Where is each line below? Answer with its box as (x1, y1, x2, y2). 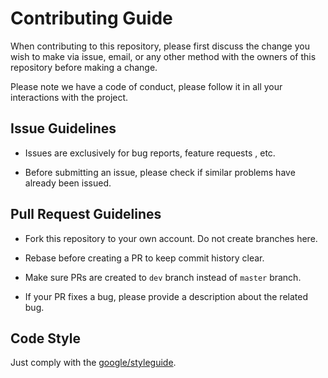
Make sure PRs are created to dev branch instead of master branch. (24, 271, 302, 283)
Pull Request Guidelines (10, 206, 162, 223)
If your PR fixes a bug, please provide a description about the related (24, 290, 308, 302)
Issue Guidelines (10, 120, 117, 137)
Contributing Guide (10, 7, 173, 30)
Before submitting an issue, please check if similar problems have (24, 166, 296, 178)
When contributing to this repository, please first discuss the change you (10, 40, 310, 52)
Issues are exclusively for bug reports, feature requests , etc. (24, 147, 276, 159)
